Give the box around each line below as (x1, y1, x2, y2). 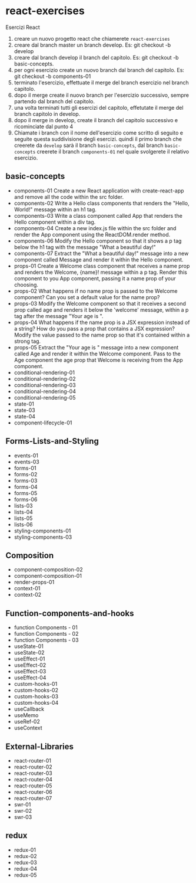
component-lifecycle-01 (14, 419, 72, 426)
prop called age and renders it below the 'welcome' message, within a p (14, 306, 189, 313)
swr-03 (14, 813, 32, 820)
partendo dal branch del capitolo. (14, 97, 95, 104)
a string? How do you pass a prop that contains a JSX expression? (14, 325, 175, 332)
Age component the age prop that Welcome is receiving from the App (14, 356, 183, 364)
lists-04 (14, 508, 34, 515)
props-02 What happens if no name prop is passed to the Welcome (14, 287, 178, 295)
